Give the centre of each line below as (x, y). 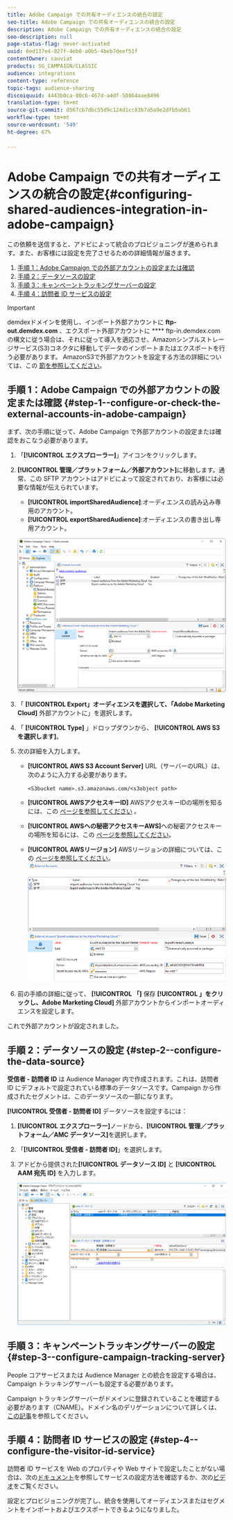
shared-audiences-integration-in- (107, 209)
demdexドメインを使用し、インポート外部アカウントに (86, 322)
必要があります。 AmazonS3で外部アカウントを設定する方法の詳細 (108, 357)
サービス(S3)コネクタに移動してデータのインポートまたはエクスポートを (116, 349)
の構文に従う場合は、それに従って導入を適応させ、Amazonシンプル (104, 339)
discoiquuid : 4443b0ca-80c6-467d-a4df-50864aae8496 (83, 95)
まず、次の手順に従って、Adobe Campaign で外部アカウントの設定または (112, 432)
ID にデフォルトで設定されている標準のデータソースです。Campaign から (111, 1088)
